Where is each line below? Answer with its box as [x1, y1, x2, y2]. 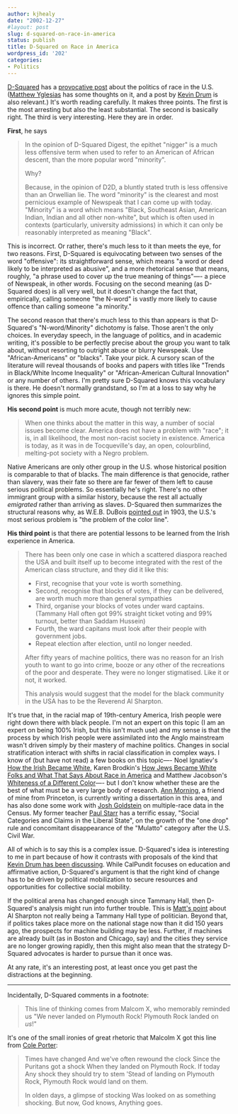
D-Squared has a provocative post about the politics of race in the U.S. [7, 82, 214, 91]
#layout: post [7, 23, 50, 30]
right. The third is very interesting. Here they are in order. [7, 113, 174, 121]
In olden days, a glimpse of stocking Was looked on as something [24, 1091, 216, 1099]
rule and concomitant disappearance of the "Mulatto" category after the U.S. [7, 823, 231, 832]
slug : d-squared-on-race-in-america [7, 30, 115, 38]
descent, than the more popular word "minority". [24, 155, 166, 164]
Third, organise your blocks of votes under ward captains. [35, 601, 205, 610]
